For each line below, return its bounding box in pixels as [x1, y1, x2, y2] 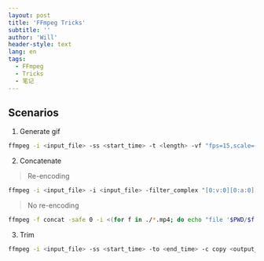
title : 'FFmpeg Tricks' [8, 19, 86, 27]
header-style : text [8, 41, 72, 49]
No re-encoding [27, 201, 79, 210]
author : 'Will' [8, 33, 58, 42]
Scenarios [8, 106, 59, 119]
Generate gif [19, 127, 60, 136]
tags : [8, 56, 26, 63]
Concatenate [19, 156, 62, 165]
